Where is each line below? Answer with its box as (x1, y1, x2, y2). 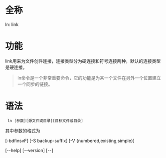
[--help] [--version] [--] (5, 147, 53, 153)
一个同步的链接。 (17, 81, 53, 87)
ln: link (5, 21, 19, 27)
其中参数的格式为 (5, 127, 40, 133)
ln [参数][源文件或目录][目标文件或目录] (7, 118, 83, 123)
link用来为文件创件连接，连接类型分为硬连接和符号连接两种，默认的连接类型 (5, 58, 161, 64)
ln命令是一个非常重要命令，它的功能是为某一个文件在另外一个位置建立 (17, 74, 161, 80)
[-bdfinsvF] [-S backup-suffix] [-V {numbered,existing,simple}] (5, 137, 135, 143)
